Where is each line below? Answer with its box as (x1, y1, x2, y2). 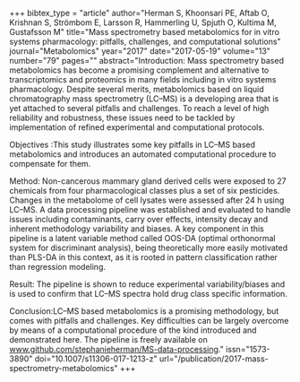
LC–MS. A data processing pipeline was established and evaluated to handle (9, 204, 291, 214)
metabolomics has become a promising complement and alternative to (9, 65, 270, 75)
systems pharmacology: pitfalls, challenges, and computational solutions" (9, 36, 281, 47)
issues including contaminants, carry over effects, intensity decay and (9, 214, 269, 224)
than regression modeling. (9, 262, 106, 272)
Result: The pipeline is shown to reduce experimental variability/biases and (9, 279, 286, 290)
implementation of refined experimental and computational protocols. (9, 122, 265, 133)
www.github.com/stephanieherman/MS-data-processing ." (9, 344, 224, 354)
